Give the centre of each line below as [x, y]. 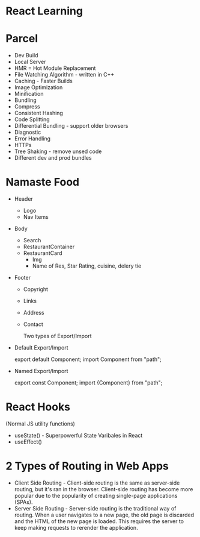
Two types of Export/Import [57, 336]
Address [34, 313]
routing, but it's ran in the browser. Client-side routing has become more [104, 489]
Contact [33, 324]
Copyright [36, 289]
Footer [23, 278]
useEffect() [28, 442]
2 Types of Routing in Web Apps [87, 466]
